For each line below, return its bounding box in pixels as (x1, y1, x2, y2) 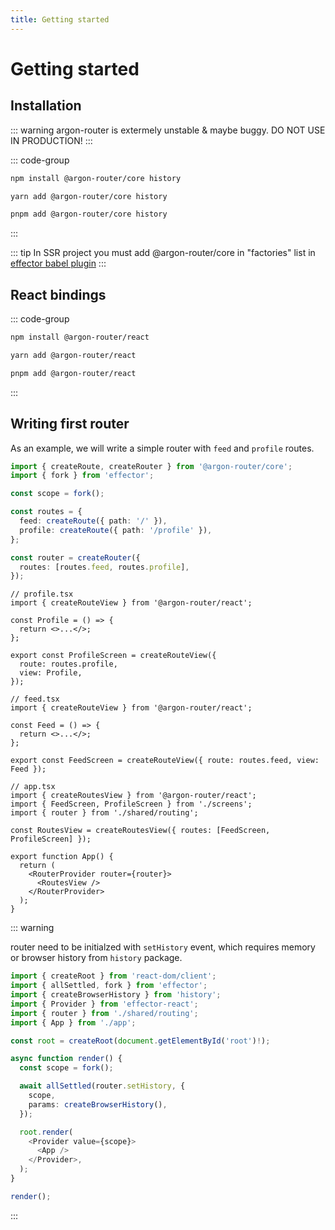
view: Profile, (19, 668, 83, 678)
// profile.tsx (10, 589, 74, 600)
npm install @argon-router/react (10, 332, 150, 343)
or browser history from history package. (10, 952, 183, 964)
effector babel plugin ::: (10, 257, 107, 270)
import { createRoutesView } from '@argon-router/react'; (10, 791, 257, 801)
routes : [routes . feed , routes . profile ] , (19, 562, 190, 572)
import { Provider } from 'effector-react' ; (10, 999, 199, 1009)
